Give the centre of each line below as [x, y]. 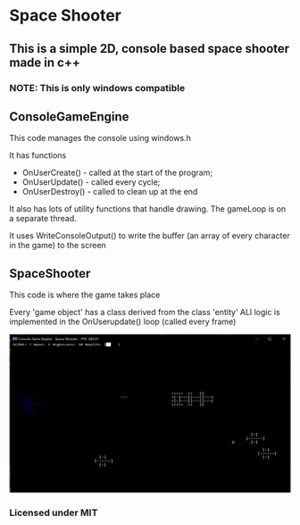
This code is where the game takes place [85, 295]
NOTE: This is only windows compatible [97, 87]
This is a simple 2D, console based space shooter [150, 49]
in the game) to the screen [58, 246]
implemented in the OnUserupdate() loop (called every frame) [123, 321]
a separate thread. [43, 219]
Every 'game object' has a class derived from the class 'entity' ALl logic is [145, 312]
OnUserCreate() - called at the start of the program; [117, 173]
